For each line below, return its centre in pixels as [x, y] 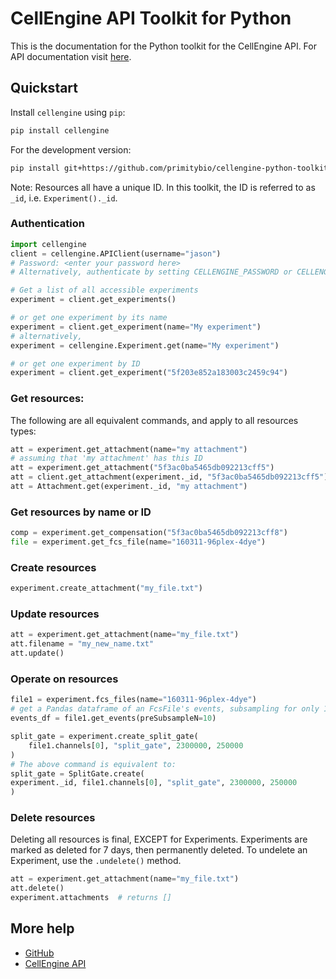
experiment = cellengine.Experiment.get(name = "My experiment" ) [145, 345]
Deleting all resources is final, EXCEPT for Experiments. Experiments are [159, 839]
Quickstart [44, 88]
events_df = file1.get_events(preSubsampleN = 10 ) [113, 718]
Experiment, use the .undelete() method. [96, 861]
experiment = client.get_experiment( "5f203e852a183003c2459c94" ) [149, 373]
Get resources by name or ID [81, 512]
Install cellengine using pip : [68, 112]
